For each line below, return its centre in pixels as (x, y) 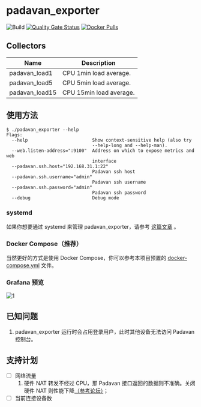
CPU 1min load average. (96, 73)
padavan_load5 (31, 83)
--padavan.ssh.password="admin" (52, 187)
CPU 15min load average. (98, 92)
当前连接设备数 (33, 398)
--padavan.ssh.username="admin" (52, 177)
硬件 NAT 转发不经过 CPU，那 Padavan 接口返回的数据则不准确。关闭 (109, 383)
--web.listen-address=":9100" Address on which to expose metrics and (103, 151)
